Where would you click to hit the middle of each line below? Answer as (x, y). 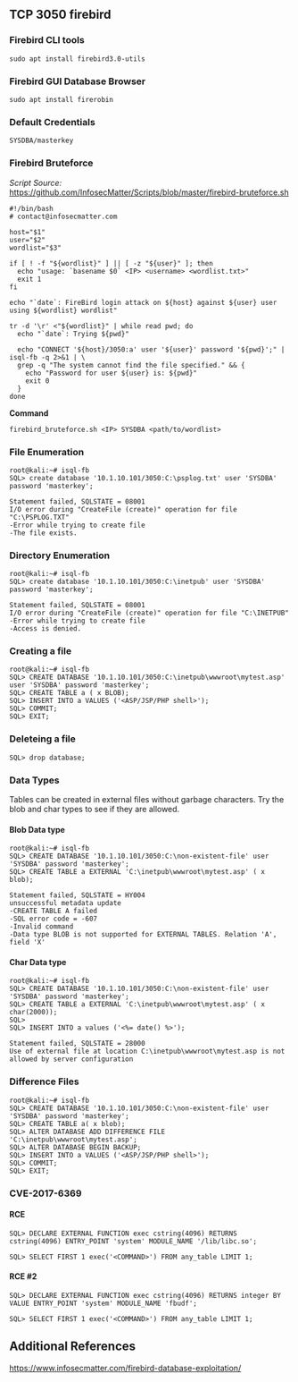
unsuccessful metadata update (66, 903)
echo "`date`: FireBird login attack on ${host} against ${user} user (143, 302)
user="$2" (28, 240)
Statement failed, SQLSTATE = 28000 (77, 1044)
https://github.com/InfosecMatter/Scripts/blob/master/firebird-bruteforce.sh (149, 192)
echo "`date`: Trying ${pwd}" (73, 334)
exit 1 (29, 279)
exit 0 (37, 381)
